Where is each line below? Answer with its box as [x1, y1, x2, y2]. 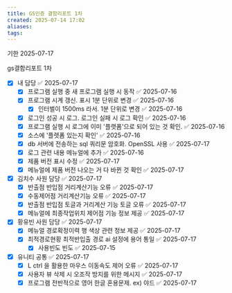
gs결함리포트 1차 [7, 64, 52, 73]
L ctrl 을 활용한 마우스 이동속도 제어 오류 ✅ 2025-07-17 [27, 261, 179, 269]
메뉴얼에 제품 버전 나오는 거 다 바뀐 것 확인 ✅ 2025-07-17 [27, 166, 184, 174]
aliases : [7, 23, 33, 30]
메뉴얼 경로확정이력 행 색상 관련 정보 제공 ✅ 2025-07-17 [27, 227, 181, 235]
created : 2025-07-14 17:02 [7, 17, 85, 24]
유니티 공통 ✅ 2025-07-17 [17, 252, 90, 260]
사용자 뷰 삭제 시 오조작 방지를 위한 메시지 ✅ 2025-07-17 [27, 269, 182, 278]
